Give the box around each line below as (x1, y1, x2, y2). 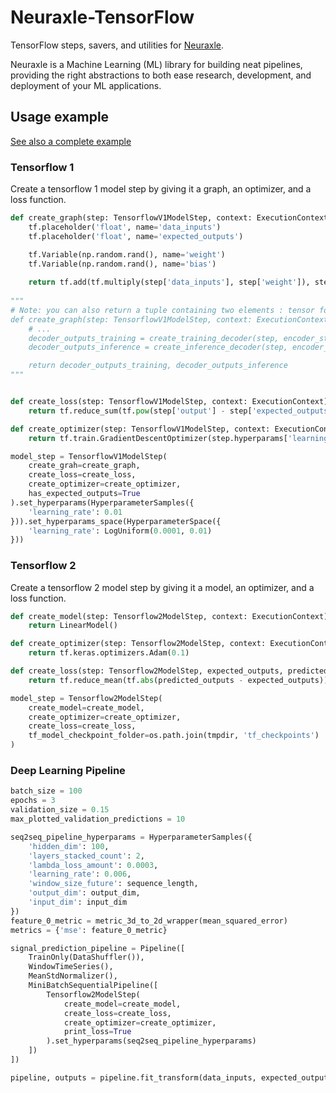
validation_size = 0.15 (10, 805, 110, 815)
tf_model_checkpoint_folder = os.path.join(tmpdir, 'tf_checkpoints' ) (28, 731, 320, 741)
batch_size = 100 (10, 786, 83, 796)
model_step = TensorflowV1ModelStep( (10, 451, 168, 461)
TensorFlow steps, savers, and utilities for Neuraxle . (10, 39, 225, 51)
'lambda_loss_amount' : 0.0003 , (28, 860, 159, 870)
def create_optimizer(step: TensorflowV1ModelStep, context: (10, 424, 271, 434)
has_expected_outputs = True (28, 489, 141, 499)
